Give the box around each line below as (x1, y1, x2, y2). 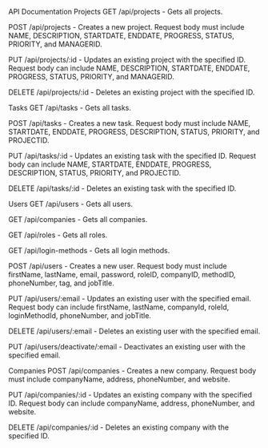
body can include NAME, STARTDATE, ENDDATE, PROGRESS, (8, 159, 212, 169)
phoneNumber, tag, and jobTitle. (8, 278, 114, 288)
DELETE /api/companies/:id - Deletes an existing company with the (8, 422, 230, 432)
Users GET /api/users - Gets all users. (8, 200, 134, 208)
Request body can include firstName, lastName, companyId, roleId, (8, 302, 230, 312)
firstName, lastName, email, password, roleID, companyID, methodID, (8, 270, 236, 279)
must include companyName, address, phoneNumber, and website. (8, 374, 230, 384)
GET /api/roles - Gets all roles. (8, 230, 108, 240)
